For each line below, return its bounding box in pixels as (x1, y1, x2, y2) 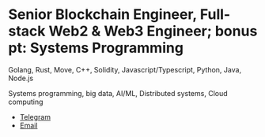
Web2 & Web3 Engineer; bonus (48, 22, 258, 40)
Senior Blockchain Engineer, (8, 6, 198, 24)
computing (8, 97, 44, 106)
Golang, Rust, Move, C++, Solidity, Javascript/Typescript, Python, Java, (8, 65, 242, 74)
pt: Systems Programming (8, 39, 184, 57)
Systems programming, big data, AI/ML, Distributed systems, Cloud (8, 88, 228, 98)
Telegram (19, 112, 51, 121)
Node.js (8, 73, 34, 83)
